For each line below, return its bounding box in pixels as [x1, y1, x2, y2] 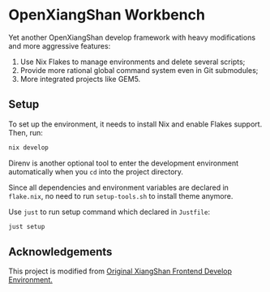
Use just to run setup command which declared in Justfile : [8, 207, 211, 217]
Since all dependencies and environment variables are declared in [8, 182, 229, 192]
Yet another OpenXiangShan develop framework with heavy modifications [8, 32, 256, 42]
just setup [8, 222, 45, 230]
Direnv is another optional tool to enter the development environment [8, 158, 239, 168]
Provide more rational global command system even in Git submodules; [19, 65, 259, 75]
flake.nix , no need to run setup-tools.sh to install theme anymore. [8, 191, 234, 200]
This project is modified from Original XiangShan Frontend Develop [8, 266, 233, 277]
